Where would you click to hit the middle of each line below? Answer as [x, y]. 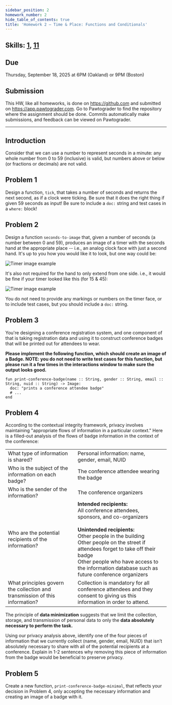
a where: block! [21, 209]
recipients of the [28, 539]
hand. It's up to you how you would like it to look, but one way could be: [81, 253]
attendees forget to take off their [117, 549]
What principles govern [36, 583]
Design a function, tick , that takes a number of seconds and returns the [81, 192]
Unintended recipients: [106, 530]
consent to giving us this [107, 596]
